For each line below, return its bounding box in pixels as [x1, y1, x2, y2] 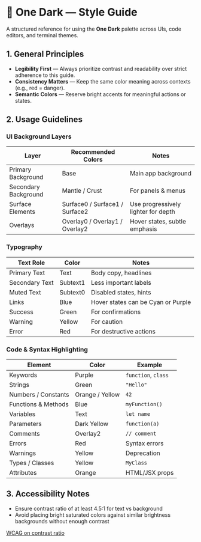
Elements [9, 207, 36, 216]
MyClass [125, 460, 148, 466]
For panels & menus [129, 186, 186, 195]
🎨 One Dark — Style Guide [6, 5, 138, 19]
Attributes [9, 469, 37, 477]
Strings [9, 381, 30, 389]
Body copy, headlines [90, 269, 152, 277]
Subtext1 [59, 278, 86, 287]
